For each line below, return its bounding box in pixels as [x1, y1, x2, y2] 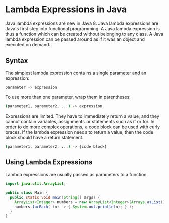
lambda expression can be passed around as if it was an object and [5, 36, 145, 42]
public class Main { [5, 190, 49, 195]
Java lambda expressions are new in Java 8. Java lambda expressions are [5, 20, 159, 26]
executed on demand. [5, 41, 51, 47]
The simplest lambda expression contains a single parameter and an [5, 70, 147, 76]
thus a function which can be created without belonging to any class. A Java [5, 31, 163, 37]
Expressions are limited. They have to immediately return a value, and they [5, 113, 160, 119]
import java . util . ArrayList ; [5, 181, 66, 186]
